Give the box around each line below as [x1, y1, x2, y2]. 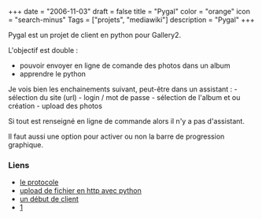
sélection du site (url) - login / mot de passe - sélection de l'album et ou [8, 93, 241, 102]
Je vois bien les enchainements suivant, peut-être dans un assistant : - [8, 84, 238, 94]
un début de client [19, 195, 79, 204]
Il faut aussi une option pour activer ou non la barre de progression [8, 132, 225, 141]
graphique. [8, 140, 44, 149]
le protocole [19, 177, 59, 187]
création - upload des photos [8, 102, 102, 110]
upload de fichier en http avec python [19, 186, 142, 195]
